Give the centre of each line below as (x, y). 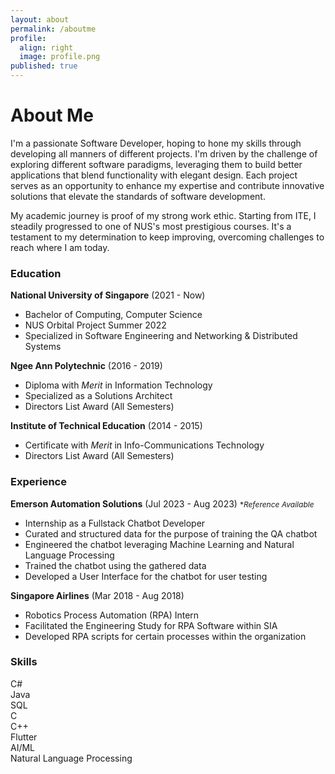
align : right (46, 47)
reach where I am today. (60, 247)
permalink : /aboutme (53, 29)
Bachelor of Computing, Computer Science (113, 315)
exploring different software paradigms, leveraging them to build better (156, 164)
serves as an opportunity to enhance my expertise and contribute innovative (167, 185)
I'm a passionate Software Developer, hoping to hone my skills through (156, 143)
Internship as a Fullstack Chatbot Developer (115, 523)
